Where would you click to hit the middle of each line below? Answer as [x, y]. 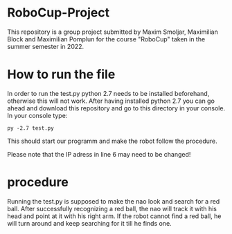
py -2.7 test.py [30, 128]
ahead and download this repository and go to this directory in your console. [116, 108]
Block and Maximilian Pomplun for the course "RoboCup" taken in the [106, 39]
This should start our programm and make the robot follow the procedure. [113, 141]
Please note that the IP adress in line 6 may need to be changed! [99, 154]
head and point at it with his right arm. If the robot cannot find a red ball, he [114, 216]
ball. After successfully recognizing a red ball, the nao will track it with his [112, 208]
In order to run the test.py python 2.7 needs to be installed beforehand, [108, 93]
